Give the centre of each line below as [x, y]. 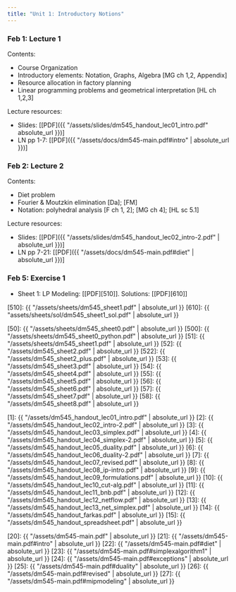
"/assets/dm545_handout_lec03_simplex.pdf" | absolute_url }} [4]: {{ [107, 432]
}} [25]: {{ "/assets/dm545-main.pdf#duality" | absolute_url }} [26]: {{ [108, 566]
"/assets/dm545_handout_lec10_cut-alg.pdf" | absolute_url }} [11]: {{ [106, 485]
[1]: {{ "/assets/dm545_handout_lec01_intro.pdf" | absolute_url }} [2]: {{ [110, 417]
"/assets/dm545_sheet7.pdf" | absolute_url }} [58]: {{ [84, 396]
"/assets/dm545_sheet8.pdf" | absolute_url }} [73, 403]
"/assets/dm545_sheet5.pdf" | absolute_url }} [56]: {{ [84, 381]
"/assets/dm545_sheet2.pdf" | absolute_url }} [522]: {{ [86, 351]
